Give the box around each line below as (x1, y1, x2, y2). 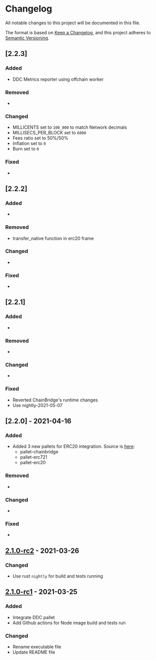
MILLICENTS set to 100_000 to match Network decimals (12, 124, 127, 130)
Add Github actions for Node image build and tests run (12, 620, 126, 626)
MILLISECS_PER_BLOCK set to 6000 (12, 130, 87, 136)
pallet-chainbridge (20, 449, 59, 455)
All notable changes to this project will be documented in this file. (5, 20, 141, 26)
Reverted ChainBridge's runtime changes (12, 397, 98, 403)
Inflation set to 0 (12, 140, 46, 146)
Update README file (12, 649, 55, 655)
